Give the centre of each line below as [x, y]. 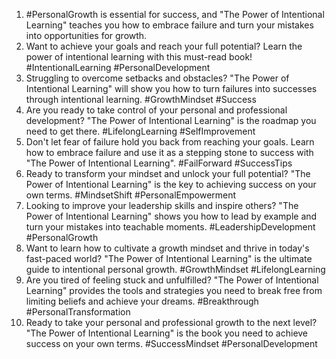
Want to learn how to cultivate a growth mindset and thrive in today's [167, 248]
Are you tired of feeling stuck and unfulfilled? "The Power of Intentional [172, 280]
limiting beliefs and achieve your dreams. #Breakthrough [142, 301]
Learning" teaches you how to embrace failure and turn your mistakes [169, 25]
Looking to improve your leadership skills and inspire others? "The [162, 205]
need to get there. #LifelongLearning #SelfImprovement [140, 131]
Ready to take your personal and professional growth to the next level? [171, 322]
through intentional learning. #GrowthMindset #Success [141, 99]
